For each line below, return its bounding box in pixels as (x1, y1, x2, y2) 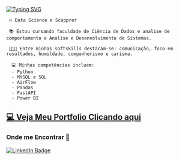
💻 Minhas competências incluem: (11, 62, 95, 68)
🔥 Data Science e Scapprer (8, 17, 77, 23)
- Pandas (11, 84, 34, 90)
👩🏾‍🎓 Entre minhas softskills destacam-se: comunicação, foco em (8, 46, 173, 52)
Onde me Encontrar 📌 (6, 133, 70, 141)
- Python (11, 69, 34, 75)
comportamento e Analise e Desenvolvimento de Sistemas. (6, 35, 152, 41)
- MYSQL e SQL (11, 74, 47, 80)
